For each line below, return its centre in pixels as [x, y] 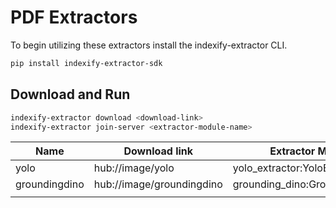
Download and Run [70, 94]
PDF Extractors [74, 17]
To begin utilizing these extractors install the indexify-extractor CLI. [149, 45]
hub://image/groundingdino [158, 184]
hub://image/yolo [134, 168]
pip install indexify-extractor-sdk [86, 63]
